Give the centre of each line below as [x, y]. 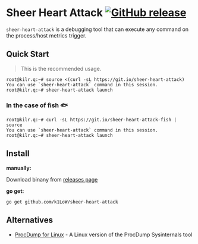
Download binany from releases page [52, 179]
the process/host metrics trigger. [46, 35]
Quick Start [28, 54]
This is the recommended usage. [61, 68]
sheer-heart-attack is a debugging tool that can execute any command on [98, 29]
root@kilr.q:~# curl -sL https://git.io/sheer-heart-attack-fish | [92, 120]
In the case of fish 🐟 [37, 105]
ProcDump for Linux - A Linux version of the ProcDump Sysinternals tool [103, 234]
